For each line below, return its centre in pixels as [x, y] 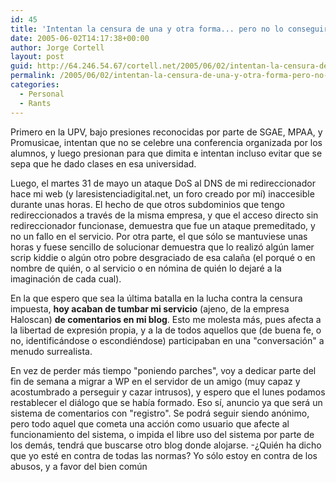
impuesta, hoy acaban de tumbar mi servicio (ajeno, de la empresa [150, 308]
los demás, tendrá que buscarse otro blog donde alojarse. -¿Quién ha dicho [166, 445]
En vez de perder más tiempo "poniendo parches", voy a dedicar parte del [163, 370]
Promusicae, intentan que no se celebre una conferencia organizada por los [166, 142]
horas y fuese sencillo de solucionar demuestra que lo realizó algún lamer [162, 247]
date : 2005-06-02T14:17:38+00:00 [80, 38]
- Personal [42, 94]
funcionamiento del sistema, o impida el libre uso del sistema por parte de [162, 434]
